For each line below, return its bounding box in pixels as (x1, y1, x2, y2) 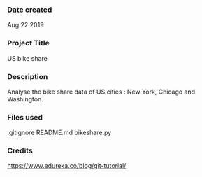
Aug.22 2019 (7, 21, 44, 29)
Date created (7, 5, 52, 15)
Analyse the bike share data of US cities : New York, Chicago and (7, 87, 196, 96)
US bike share (7, 54, 48, 62)
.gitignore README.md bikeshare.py (7, 128, 112, 137)
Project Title (7, 38, 50, 48)
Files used (7, 112, 43, 122)
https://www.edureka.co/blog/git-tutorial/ (7, 162, 127, 170)
